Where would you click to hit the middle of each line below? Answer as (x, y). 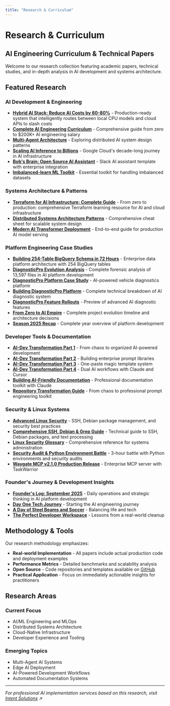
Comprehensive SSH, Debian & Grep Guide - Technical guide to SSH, (85, 431)
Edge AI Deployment (34, 667)
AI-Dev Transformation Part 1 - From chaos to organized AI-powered (85, 348)
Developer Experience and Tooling (49, 638)
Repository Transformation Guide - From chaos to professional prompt (87, 391)
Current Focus (23, 610)
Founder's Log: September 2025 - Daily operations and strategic (81, 493)
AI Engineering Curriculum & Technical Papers (80, 54)
